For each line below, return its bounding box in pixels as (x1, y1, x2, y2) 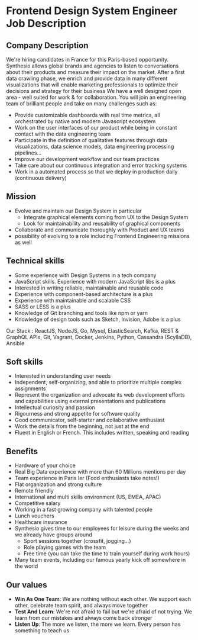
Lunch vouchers (14, 512, 54, 519)
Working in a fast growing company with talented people (14, 506, 152, 513)
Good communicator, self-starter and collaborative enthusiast (14, 416, 165, 424)
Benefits (6, 446, 38, 456)
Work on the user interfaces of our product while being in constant (14, 124, 177, 131)
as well (14, 239, 33, 246)
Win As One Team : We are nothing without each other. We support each (14, 596, 191, 603)
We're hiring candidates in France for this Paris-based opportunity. (6, 56, 169, 63)
